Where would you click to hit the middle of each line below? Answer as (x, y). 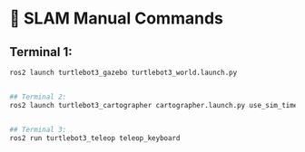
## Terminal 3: (38, 129)
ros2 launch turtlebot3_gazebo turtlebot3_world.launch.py (123, 72)
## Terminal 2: (38, 97)
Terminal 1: (41, 52)
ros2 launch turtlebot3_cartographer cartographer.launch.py (128, 105)
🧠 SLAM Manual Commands (117, 19)
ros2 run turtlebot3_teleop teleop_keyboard (95, 138)
